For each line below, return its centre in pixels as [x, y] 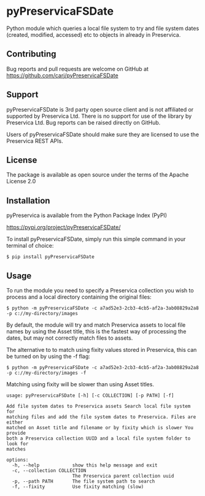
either [15, 422]
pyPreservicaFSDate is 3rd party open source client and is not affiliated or [100, 109]
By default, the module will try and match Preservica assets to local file [96, 325]
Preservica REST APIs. [35, 141]
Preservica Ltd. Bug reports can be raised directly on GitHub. [83, 122]
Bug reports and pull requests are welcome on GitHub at [78, 69]
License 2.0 [21, 181]
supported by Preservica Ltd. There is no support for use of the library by [99, 116]
